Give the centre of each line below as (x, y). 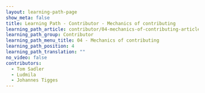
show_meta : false (28, 18)
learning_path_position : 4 (40, 46)
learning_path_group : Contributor (50, 35)
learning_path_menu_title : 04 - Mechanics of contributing (83, 40)
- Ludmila (24, 75)
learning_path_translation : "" (46, 52)
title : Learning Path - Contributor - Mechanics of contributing (91, 23)
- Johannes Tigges (35, 80)
